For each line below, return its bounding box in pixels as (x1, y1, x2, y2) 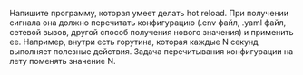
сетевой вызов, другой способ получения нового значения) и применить (9, 27, 294, 37)
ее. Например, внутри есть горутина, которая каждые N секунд (9, 36, 259, 47)
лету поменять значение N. (9, 56, 116, 66)
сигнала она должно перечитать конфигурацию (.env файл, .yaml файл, (9, 17, 287, 28)
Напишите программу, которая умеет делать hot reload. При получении (9, 8, 288, 18)
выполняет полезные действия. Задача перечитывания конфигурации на (9, 46, 294, 57)
